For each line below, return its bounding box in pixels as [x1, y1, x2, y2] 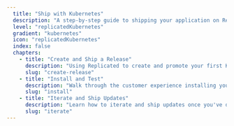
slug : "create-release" [24, 69, 95, 76]
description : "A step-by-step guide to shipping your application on [13, 17, 219, 24]
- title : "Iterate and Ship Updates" [19, 95, 129, 102]
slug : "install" [24, 88, 73, 95]
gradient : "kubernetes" [13, 29, 82, 37]
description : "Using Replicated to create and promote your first [24, 62, 223, 69]
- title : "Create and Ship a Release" [19, 56, 132, 63]
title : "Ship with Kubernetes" [13, 10, 104, 17]
